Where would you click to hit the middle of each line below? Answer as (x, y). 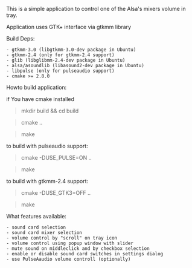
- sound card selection (36, 227)
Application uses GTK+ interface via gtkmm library (69, 27)
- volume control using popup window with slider (70, 243)
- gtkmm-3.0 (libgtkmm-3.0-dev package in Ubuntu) (71, 50)
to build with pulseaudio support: (47, 146)
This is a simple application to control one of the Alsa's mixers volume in (96, 9)
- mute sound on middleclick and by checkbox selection (78, 249)
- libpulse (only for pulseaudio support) (60, 71)
